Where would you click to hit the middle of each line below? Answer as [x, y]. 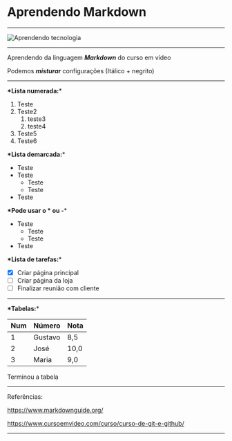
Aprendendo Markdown [77, 12]
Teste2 [27, 111]
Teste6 [27, 141]
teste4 [37, 126]
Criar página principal [48, 272]
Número [47, 326]
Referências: [25, 397]
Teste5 [27, 133]
